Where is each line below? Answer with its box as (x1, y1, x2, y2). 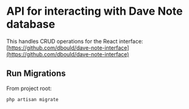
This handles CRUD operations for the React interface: (6, 37, 144, 45)
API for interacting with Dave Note (6, 4, 183, 18)
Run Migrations (6, 69, 66, 79)
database (6, 17, 56, 31)
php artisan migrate (6, 96, 59, 102)
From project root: (6, 85, 52, 92)
